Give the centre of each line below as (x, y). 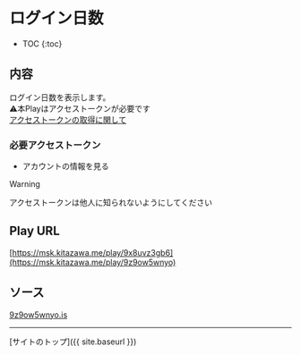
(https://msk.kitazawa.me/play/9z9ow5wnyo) (93, 262)
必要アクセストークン (55, 145)
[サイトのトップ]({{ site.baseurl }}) (73, 342)
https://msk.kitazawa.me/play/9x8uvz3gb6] (93, 252)
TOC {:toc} (42, 43)
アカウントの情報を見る (65, 166)
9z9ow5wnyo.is (39, 315)
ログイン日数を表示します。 (60, 97)
